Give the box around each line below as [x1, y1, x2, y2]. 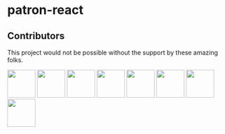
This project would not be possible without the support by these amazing [7, 48, 219, 57]
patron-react [7, 2, 84, 18]
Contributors [7, 30, 65, 42]
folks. [7, 56, 23, 64]
